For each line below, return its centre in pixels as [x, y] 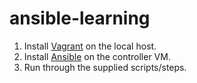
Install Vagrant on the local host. [90, 46]
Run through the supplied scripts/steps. [105, 67]
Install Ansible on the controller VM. [97, 56]
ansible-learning [80, 18]
